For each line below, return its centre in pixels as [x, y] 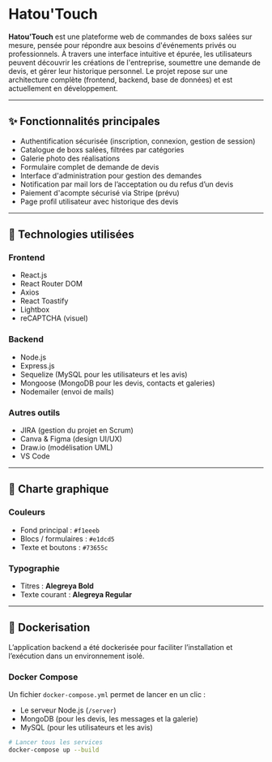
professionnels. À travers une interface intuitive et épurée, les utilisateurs [130, 54]
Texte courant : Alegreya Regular [76, 595]
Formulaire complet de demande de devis [89, 166]
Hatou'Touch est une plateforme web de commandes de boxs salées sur [130, 37]
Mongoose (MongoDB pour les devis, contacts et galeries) [118, 383]
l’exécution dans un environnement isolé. [76, 656]
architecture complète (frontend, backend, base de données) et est [121, 80]
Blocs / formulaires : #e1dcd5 [67, 538]
